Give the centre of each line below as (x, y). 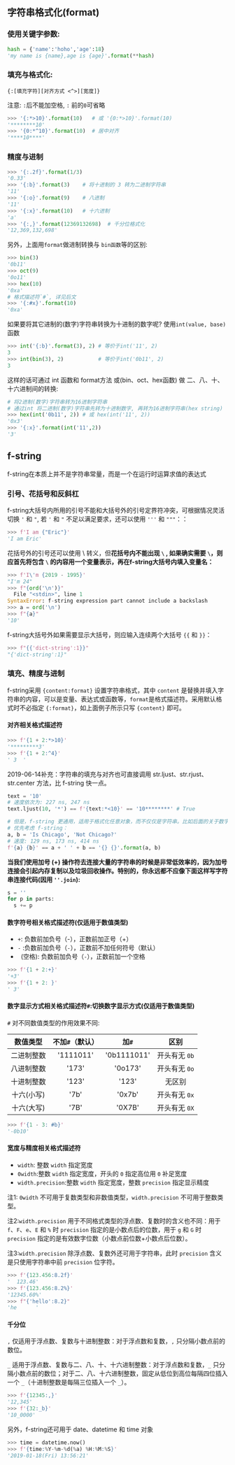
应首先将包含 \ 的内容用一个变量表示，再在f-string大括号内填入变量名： (111, 562)
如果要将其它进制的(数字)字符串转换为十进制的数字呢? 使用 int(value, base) (116, 324)
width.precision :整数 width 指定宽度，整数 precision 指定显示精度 (113, 1182)
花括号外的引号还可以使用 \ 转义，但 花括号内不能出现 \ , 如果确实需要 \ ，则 (115, 553)
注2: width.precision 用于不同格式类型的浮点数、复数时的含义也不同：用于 (114, 1221)
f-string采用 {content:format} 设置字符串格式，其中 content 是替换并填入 (113, 690)
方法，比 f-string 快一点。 (73, 782)
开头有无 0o (176, 1069)
